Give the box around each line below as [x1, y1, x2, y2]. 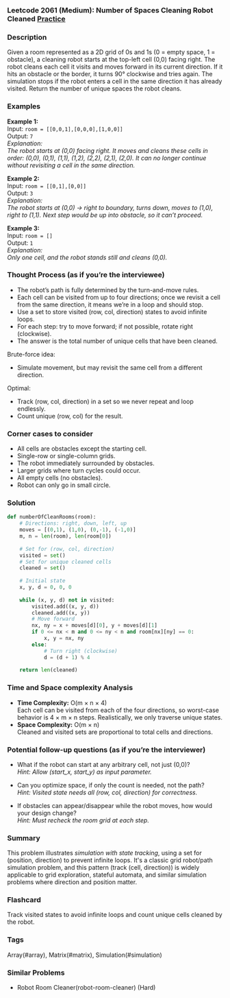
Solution [7, 498, 36, 508]
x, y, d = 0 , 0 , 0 [19, 584, 72, 591]
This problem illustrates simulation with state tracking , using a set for [7, 849, 202, 857]
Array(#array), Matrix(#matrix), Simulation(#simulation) [7, 951, 162, 959]
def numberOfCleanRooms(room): [7, 514, 97, 521]
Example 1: [7, 117, 39, 126]
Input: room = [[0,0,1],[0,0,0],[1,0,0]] [7, 124, 123, 132]
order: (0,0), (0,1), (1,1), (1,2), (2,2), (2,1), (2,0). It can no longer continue [7, 154, 207, 162]
